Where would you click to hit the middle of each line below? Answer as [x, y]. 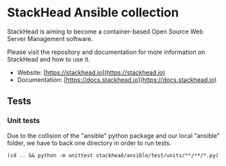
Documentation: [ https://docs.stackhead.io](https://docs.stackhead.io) [117, 79]
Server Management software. [50, 38]
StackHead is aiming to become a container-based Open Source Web [105, 31]
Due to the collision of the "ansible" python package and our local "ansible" [114, 135]
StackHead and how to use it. [49, 59]
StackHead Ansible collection [93, 13]
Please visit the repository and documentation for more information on [106, 52]
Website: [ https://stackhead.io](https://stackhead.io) [91, 72]
